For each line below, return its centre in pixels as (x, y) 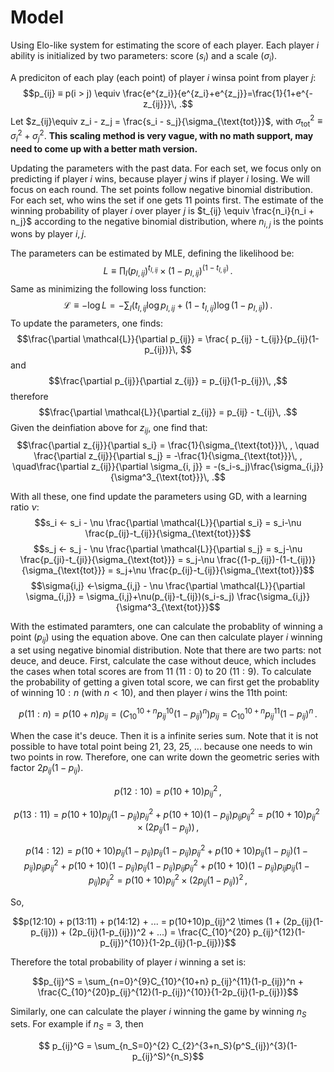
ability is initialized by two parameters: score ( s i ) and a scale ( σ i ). (144, 56)
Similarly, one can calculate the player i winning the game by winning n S (158, 1012)
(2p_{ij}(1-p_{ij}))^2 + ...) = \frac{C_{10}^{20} (160, 932)
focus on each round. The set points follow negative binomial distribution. (161, 189)
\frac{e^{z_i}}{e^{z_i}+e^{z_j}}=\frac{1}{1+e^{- (218, 93)
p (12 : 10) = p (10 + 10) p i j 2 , (168, 791)
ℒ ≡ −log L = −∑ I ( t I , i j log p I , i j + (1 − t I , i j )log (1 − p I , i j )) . (168, 306)
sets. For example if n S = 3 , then (77, 1025)
